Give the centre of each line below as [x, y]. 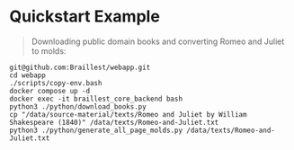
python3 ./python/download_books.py [78, 106]
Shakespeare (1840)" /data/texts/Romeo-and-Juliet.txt [114, 122]
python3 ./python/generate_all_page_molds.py [96, 130]
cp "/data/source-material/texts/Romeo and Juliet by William [128, 114]
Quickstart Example [85, 17]
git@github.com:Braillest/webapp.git [80, 67]
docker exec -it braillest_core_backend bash [96, 99]
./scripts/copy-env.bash [56, 83]
